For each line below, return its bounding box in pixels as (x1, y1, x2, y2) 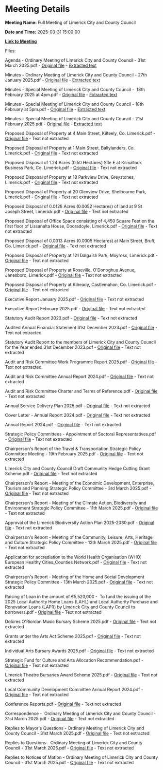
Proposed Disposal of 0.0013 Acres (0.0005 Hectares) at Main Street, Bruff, (5, 238, 156, 244)
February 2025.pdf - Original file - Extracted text (5, 121, 102, 127)
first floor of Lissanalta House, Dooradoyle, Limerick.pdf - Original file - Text (5, 223, 158, 229)
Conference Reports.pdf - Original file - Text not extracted (5, 701, 121, 707)
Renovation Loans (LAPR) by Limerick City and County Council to (5, 604, 135, 610)
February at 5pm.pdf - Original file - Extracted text (5, 106, 106, 112)
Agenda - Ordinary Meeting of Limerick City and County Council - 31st (5, 57, 146, 63)
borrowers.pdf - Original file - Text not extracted (5, 609, 102, 615)
